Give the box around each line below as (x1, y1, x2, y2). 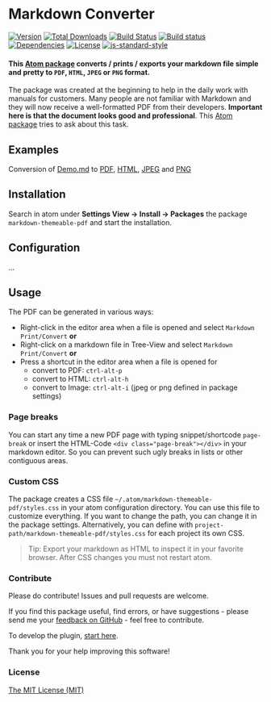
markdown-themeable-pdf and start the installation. (8, 217, 172, 227)
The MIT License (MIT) (8, 685, 85, 695)
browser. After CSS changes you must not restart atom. (27, 552, 212, 562)
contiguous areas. (8, 455, 69, 465)
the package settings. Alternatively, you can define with (8, 520, 194, 529)
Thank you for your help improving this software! (8, 646, 171, 656)
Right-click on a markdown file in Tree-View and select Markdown (19, 340, 233, 349)
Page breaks (8, 412, 59, 423)
